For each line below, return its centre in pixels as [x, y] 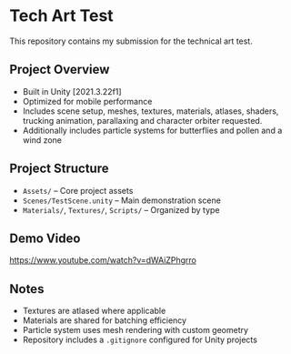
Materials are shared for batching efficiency [105, 320]
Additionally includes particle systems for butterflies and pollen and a [152, 130]
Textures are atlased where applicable [94, 311]
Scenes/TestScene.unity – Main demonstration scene [121, 200]
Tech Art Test [61, 16]
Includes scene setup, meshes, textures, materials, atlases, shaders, [151, 111]
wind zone [42, 140]
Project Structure [59, 169]
